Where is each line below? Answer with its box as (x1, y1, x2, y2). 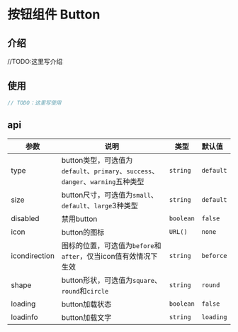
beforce (201, 252, 227, 259)
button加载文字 (61, 312, 112, 322)
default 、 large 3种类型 (61, 200, 138, 210)
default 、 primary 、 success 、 (61, 166, 159, 176)
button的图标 (61, 227, 105, 237)
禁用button (61, 214, 98, 224)
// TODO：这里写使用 (7, 99, 62, 107)
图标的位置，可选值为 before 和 (61, 240, 161, 250)
